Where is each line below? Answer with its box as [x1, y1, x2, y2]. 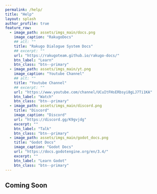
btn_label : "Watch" [14, 94, 54, 99]
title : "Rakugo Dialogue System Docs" [14, 44, 93, 49]
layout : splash [5, 16, 36, 21]
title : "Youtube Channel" [14, 80, 67, 85]
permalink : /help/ [5, 7, 43, 12]
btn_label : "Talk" [14, 126, 52, 131]
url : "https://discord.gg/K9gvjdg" [14, 117, 87, 122]
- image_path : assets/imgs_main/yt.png [9, 67, 91, 72]
